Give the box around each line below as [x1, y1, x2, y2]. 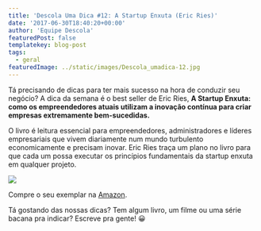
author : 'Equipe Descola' [8, 26, 94, 34]
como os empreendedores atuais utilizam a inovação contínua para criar [8, 102, 251, 111]
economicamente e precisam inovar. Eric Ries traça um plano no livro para [8, 142, 251, 152]
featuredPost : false [8, 33, 77, 42]
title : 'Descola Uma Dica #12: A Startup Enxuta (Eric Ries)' [8, 11, 218, 20]
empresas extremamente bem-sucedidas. [8, 110, 151, 120]
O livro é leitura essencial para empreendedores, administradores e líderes [8, 125, 252, 135]
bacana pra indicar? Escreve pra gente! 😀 [8, 214, 146, 223]
